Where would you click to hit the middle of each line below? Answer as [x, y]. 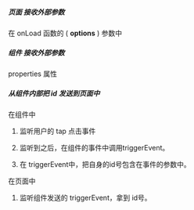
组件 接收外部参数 [36, 52]
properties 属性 [32, 74]
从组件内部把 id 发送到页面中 [54, 93]
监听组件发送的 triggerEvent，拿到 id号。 [85, 197]
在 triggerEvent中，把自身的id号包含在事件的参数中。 [105, 164]
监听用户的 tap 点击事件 [57, 131]
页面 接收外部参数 [36, 12]
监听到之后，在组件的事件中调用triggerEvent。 [94, 147]
